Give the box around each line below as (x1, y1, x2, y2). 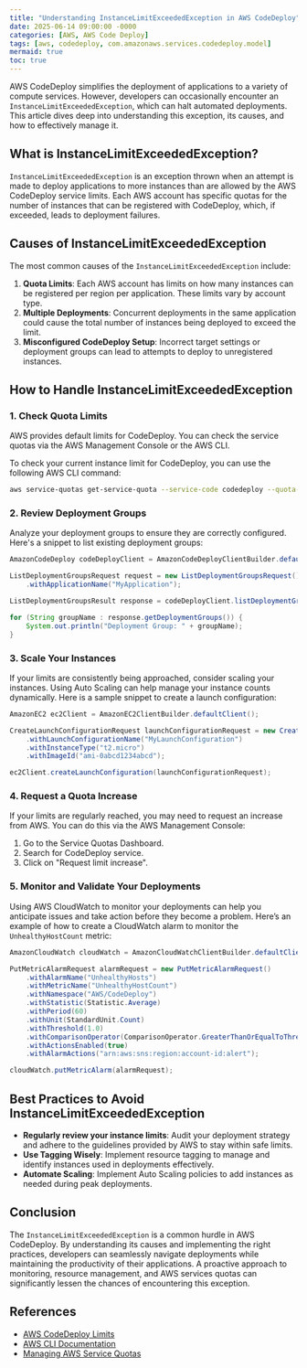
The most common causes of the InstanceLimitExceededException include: (9, 260, 291, 271)
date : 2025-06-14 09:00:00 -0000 (9, 22, 137, 31)
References (9, 1304, 77, 1320)
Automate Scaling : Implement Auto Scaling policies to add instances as (22, 1168, 294, 1180)
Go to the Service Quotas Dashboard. (22, 838, 164, 849)
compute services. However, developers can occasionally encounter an (9, 91, 279, 102)
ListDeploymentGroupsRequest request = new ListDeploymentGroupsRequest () (9, 572, 301, 581)
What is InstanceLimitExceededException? (9, 146, 259, 162)
